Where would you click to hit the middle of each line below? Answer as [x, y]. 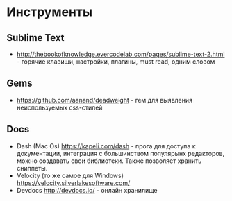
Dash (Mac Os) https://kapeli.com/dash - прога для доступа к [106, 146]
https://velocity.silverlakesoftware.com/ [73, 183]
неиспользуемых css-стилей [59, 107]
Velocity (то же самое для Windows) [70, 175]
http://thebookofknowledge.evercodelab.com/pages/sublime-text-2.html [121, 54]
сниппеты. [32, 168]
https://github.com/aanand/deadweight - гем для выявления [104, 100]
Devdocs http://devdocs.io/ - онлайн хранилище [87, 190]
